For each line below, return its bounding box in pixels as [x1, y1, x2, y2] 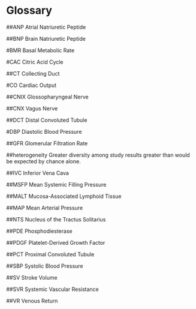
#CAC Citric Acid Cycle [6, 58, 64, 65]
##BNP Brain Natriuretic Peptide [6, 35, 86, 42]
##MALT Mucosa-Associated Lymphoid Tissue [6, 193, 122, 200]
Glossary [6, 4, 53, 17]
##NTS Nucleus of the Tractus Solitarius [6, 215, 106, 223]
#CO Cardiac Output [6, 82, 57, 89]
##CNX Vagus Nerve [6, 104, 58, 112]
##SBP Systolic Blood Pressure [6, 262, 83, 269]
